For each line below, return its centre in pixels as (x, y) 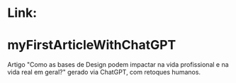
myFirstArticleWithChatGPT (92, 45)
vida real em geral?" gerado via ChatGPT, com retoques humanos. (104, 72)
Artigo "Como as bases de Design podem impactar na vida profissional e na (118, 65)
